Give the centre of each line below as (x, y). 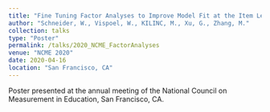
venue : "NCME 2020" (41, 53)
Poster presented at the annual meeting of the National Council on (118, 90)
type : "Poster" (34, 38)
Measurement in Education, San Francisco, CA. (86, 99)
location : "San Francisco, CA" (61, 68)
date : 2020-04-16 (37, 61)
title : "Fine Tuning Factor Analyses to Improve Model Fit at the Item (131, 16)
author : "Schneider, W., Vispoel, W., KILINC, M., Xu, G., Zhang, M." (129, 23)
